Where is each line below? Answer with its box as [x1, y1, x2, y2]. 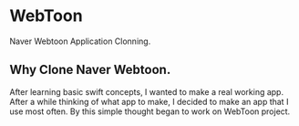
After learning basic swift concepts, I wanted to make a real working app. [9, 86, 284, 97]
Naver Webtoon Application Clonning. [9, 36, 151, 47]
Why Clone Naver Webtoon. [9, 62, 171, 78]
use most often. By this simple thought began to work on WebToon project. [9, 106, 291, 117]
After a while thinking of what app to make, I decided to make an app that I [9, 96, 289, 107]
